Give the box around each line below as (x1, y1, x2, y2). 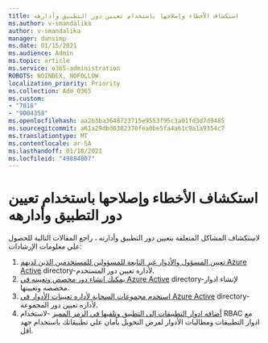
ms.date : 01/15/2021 (8, 42, 78, 50)
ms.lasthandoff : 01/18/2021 (8, 147, 103, 155)
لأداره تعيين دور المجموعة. (19, 300, 98, 310)
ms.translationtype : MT (8, 132, 89, 140)
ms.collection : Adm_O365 (8, 86, 92, 95)
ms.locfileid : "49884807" (8, 154, 95, 162)
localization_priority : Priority (8, 79, 121, 87)
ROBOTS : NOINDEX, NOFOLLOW (8, 72, 99, 80)
